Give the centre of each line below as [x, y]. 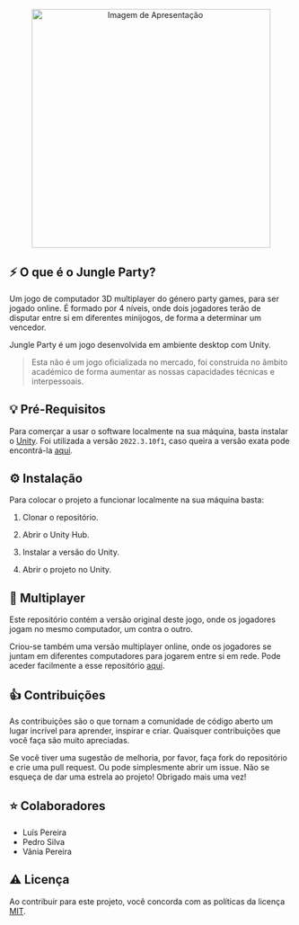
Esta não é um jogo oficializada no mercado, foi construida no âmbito [159, 362]
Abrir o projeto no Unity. [67, 570]
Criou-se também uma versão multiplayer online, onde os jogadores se [141, 646]
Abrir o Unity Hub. [56, 535]
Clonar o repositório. [60, 518]
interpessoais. [57, 381]
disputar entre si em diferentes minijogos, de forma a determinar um [136, 317]
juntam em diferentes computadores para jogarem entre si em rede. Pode [145, 656]
